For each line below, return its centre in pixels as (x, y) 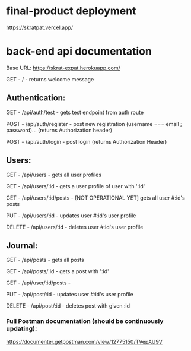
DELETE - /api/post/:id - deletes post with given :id (68, 306)
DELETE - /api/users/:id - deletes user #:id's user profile (75, 227)
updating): (22, 329)
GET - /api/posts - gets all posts (45, 260)
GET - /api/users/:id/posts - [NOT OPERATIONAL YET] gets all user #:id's (95, 198)
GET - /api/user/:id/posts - (39, 283)
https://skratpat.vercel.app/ (39, 27)
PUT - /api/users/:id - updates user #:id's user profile (71, 216)
